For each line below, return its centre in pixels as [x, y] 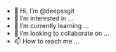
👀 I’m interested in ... [44, 18]
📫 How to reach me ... [46, 41]
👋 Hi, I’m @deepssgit [44, 11]
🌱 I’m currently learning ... [51, 26]
